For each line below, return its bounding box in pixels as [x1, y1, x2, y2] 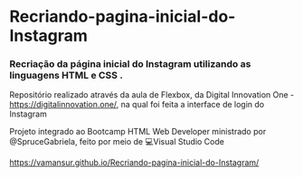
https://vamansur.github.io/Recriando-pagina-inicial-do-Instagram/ [9, 157, 260, 168]
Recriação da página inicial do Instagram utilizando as [9, 58, 251, 70]
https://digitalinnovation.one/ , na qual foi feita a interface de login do [9, 99, 265, 110]
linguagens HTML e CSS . [9, 70, 124, 82]
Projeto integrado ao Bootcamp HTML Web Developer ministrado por [9, 126, 267, 137]
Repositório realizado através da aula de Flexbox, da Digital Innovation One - [9, 89, 295, 100]
